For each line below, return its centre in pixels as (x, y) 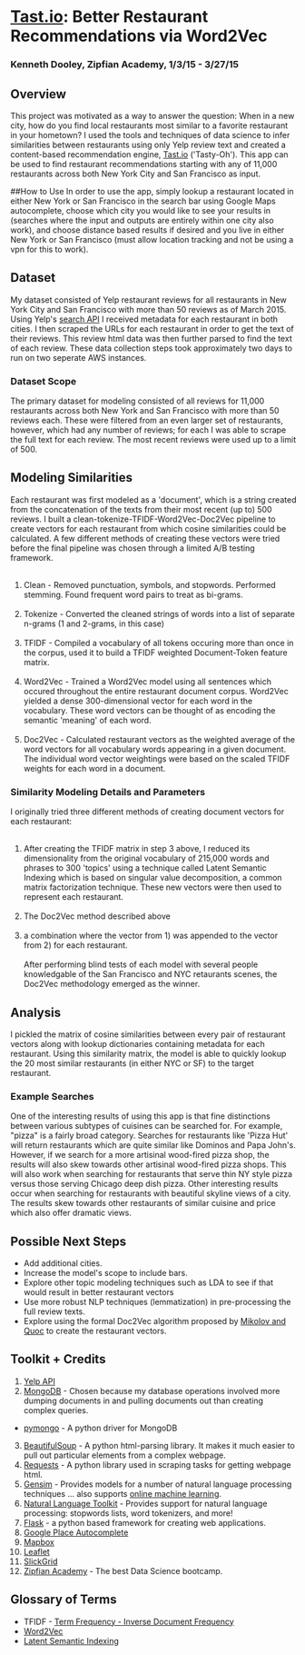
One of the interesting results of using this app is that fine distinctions (140, 1116)
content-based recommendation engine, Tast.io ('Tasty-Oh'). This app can (149, 154)
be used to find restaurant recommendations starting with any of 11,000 (144, 164)
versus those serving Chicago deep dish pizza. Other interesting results (144, 1184)
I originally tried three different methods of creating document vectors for (148, 812)
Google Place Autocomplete (76, 1532)
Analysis (36, 1012)
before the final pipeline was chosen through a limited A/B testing (133, 548)
